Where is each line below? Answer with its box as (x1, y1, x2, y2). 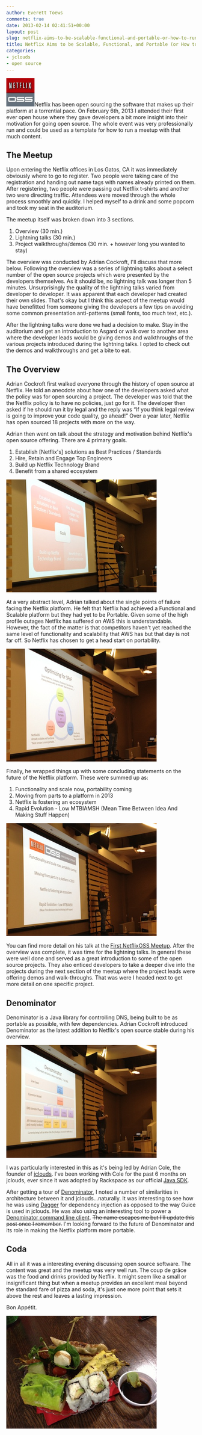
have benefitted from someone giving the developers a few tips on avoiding (6, 303, 194, 310)
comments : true (6, 16, 44, 22)
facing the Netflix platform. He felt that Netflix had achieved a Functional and (6, 605, 196, 612)
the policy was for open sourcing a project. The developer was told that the (6, 393, 192, 400)
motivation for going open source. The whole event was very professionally (6, 120, 194, 127)
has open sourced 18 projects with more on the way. (6, 419, 136, 426)
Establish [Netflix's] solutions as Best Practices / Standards (14, 448, 162, 455)
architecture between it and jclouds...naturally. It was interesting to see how (6, 1195, 194, 1202)
